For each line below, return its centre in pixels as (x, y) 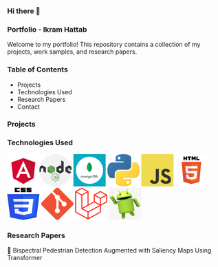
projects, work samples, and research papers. (72, 52)
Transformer (25, 258)
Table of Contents (38, 70)
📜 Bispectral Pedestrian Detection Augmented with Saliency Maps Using (109, 250)
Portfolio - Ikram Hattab (47, 29)
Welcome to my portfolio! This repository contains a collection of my (104, 45)
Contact (28, 107)
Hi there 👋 (24, 11)
